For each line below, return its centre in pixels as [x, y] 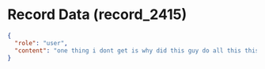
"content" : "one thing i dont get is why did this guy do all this [128, 50]
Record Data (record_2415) [97, 15]
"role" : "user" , [41, 43]
